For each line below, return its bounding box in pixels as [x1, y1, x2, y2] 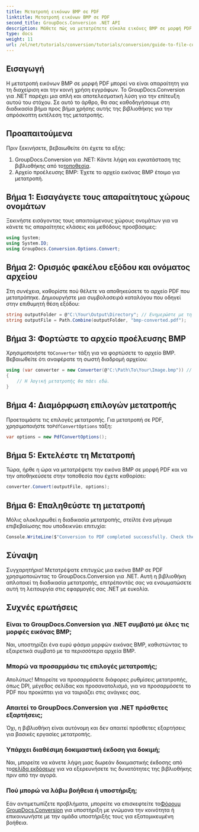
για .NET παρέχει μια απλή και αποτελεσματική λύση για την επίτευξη [6, 92, 180, 99]
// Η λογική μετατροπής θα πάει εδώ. [17, 378, 110, 384]
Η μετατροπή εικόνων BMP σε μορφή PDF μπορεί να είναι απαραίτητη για [6, 80, 189, 87]
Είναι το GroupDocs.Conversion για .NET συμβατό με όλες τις [6, 620, 190, 628]
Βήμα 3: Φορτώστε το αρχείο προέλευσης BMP [6, 334, 187, 344]
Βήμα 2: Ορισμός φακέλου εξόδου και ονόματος [6, 262, 191, 272]
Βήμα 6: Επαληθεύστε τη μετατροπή [6, 500, 145, 510]
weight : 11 [6, 36, 33, 42]
